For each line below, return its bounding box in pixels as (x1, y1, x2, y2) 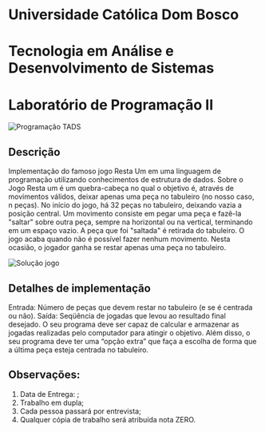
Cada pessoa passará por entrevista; (19, 406, 141, 416)
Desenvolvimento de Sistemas (8, 59, 215, 77)
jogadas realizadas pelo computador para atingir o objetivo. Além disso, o (8, 327, 251, 337)
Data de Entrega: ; (19, 389, 80, 398)
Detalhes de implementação (8, 281, 152, 295)
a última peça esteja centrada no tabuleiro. (8, 345, 149, 355)
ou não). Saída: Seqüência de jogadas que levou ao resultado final (8, 311, 226, 320)
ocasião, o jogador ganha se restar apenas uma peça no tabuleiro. (8, 243, 227, 252)
